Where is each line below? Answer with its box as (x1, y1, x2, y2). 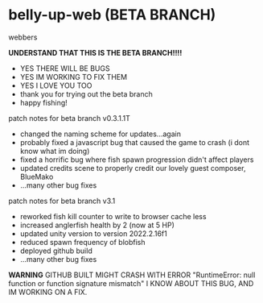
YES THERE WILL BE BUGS (19, 63, 110, 73)
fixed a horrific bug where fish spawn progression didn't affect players (19, 155, 254, 164)
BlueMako (19, 172, 54, 181)
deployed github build (19, 246, 92, 255)
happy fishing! (19, 98, 68, 107)
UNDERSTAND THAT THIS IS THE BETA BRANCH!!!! (8, 48, 183, 57)
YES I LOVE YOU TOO (19, 81, 92, 90)
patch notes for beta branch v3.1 (8, 196, 116, 205)
